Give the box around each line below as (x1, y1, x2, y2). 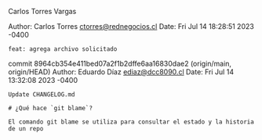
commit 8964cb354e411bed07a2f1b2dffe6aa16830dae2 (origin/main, (8, 59, 232, 68)
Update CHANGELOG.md (8, 91, 76, 99)
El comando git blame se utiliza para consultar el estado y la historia (8, 118, 255, 126)
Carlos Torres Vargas (8, 7, 77, 16)
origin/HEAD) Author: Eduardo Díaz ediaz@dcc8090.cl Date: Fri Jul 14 (8, 67, 234, 77)
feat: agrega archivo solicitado (8, 45, 118, 53)
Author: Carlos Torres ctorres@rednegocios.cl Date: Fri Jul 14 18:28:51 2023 (8, 22, 255, 31)
